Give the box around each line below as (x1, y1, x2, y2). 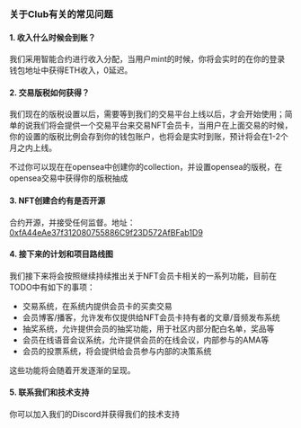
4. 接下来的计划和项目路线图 (9, 249, 114, 260)
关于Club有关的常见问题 (9, 7, 114, 20)
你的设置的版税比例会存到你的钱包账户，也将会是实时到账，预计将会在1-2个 (9, 131, 289, 142)
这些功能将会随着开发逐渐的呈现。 (9, 364, 136, 375)
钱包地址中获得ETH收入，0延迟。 (9, 65, 133, 76)
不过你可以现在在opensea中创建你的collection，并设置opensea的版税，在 (9, 162, 283, 173)
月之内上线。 (9, 142, 57, 154)
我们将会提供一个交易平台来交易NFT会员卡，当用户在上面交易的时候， (32, 120, 293, 131)
